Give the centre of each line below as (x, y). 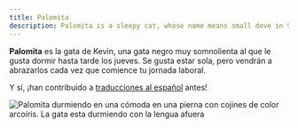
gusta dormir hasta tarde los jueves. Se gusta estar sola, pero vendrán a (141, 60)
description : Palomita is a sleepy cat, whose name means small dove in (146, 26)
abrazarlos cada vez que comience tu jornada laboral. (108, 70)
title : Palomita (39, 17)
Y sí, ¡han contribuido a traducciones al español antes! (109, 87)
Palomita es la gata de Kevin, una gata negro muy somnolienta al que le (140, 51)
